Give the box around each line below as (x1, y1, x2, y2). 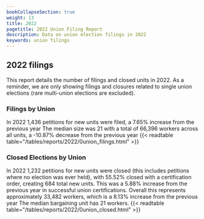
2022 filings (6, 60, 54, 70)
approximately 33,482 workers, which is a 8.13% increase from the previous (6, 193, 198, 201)
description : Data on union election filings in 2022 (6, 32, 147, 38)
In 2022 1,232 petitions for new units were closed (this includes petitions (6, 167, 190, 174)
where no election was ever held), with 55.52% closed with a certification (6, 174, 192, 181)
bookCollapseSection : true (6, 9, 75, 15)
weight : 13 (6, 15, 34, 21)
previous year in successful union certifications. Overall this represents (6, 187, 186, 194)
